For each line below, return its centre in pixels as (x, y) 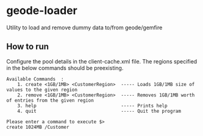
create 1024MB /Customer (38, 127)
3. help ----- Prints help (92, 106)
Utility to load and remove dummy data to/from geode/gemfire (84, 27)
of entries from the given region (50, 100)
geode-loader (42, 11)
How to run (28, 47)
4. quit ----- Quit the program (99, 111)
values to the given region (42, 90)
